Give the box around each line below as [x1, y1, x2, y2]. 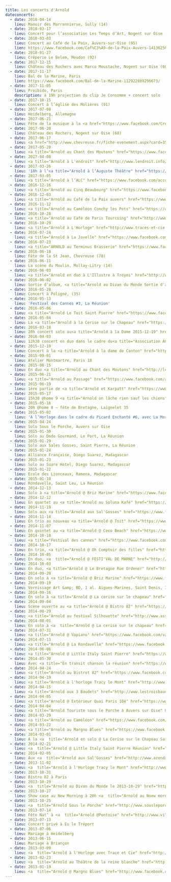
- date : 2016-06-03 [10, 268, 51, 273]
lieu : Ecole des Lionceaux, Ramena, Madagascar [14, 472, 117, 477]
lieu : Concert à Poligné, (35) [14, 291, 81, 297]
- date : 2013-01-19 [10, 864, 51, 870]
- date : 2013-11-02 [10, 760, 51, 765]
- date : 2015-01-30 [10, 429, 51, 434]
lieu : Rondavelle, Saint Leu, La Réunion [14, 481, 103, 486]
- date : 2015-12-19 [10, 344, 51, 349]
